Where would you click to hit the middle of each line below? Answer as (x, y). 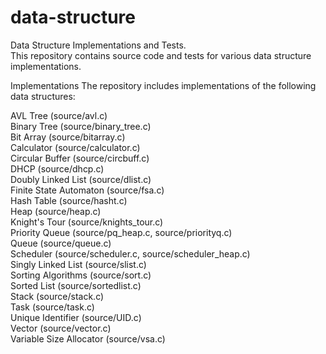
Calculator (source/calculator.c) (75, 147)
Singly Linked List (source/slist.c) (78, 264)
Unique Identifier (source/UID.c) (76, 317)
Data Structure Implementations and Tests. (98, 45)
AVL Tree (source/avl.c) (59, 115)
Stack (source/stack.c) (57, 296)
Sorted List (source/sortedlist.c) (76, 285)
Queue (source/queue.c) (61, 243)
